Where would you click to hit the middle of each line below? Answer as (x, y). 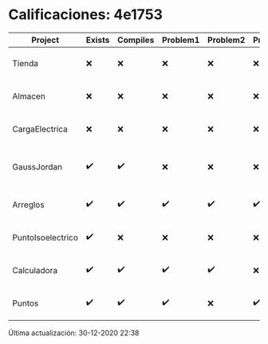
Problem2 (226, 40)
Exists (98, 40)
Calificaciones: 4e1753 (86, 15)
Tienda (25, 63)
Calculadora (35, 270)
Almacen (29, 96)
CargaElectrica (40, 129)
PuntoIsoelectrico (45, 237)
